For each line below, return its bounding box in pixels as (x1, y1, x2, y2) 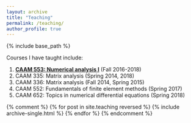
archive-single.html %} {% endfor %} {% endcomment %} (6, 110, 153, 117)
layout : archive (6, 8, 48, 15)
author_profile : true (6, 25, 62, 32)
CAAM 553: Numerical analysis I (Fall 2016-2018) (15, 66, 142, 73)
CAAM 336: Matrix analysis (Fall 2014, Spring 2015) (15, 79, 145, 86)
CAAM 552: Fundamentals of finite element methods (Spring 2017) (15, 85, 182, 93)
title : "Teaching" (6, 15, 53, 21)
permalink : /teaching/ (6, 20, 64, 26)
